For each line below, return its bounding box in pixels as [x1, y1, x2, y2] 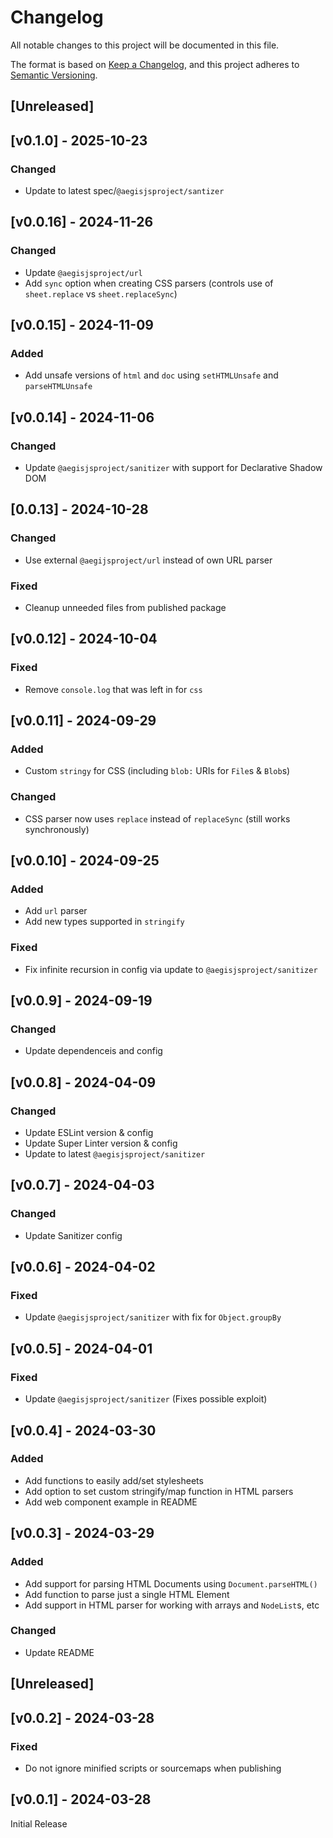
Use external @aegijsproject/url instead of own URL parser [24, 554, 273, 566]
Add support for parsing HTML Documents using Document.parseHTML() [24, 1577, 318, 1590]
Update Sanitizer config [24, 1229, 123, 1241]
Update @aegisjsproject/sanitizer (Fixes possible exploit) [24, 1393, 268, 1405]
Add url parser [24, 905, 88, 917]
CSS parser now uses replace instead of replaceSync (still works [24, 812, 291, 825]
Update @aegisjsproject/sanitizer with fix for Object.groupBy [24, 1311, 282, 1323]
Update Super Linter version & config [24, 1137, 178, 1150]
